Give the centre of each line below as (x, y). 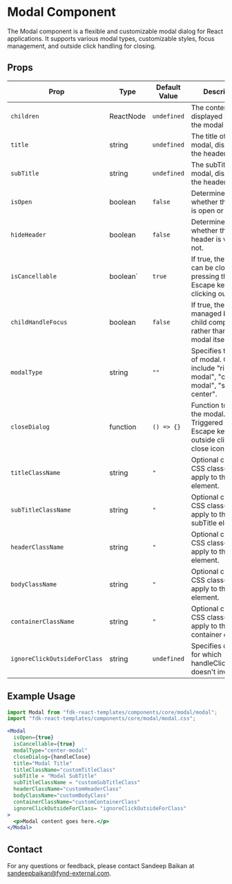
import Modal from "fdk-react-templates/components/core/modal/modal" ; (112, 712)
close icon (207, 449)
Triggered (207, 422)
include (203, 368)
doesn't (203, 671)
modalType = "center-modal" (51, 750)
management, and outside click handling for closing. (82, 46)
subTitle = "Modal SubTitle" (55, 776)
